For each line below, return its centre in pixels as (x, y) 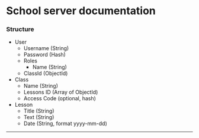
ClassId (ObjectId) (46, 73)
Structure (20, 29)
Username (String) (46, 48)
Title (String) (39, 111)
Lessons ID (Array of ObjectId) (61, 92)
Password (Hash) (45, 55)
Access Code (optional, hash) (60, 98)
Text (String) (39, 117)
